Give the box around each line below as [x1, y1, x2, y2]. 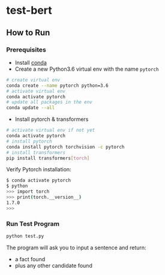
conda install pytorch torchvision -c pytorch [6, 144, 125, 150]
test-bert [6, 4, 52, 17]
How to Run [6, 28, 50, 38]
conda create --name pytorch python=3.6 [6, 82, 109, 89]
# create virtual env [6, 77, 61, 83]
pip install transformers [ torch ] [6, 155, 90, 161]
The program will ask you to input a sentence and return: [6, 244, 146, 251]
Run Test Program [6, 219, 60, 228]
